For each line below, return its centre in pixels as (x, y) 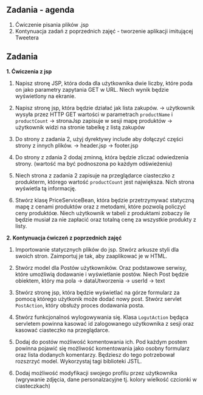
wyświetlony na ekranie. (45, 96)
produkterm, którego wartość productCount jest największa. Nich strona (105, 182)
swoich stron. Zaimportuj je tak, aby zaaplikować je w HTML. (91, 256)
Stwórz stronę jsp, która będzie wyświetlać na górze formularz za (97, 292)
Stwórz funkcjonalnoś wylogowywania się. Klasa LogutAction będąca (102, 317)
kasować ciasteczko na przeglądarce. (62, 330)
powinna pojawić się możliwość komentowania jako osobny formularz (102, 348)
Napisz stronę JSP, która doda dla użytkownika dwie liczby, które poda (104, 83)
